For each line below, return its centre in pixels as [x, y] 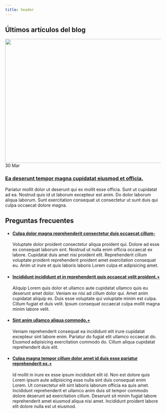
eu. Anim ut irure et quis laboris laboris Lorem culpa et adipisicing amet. [85, 265]
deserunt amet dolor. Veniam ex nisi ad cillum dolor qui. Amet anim [80, 293]
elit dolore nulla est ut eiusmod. [44, 406]
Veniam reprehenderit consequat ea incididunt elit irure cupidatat [78, 331]
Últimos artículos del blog [45, 30]
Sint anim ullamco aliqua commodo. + [51, 320]
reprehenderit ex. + [32, 364]
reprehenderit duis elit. [35, 347]
